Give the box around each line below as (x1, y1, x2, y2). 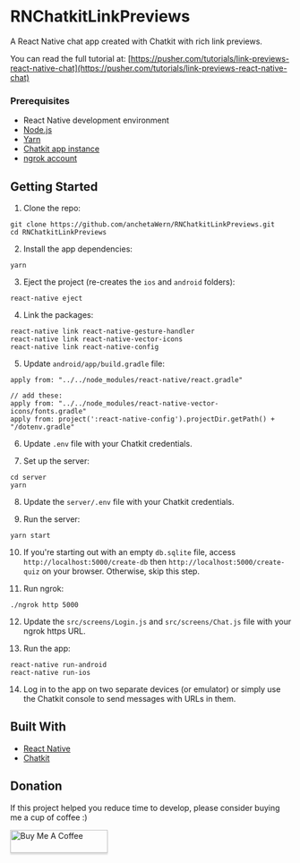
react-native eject (10, 294, 83, 303)
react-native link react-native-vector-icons (10, 335, 183, 344)
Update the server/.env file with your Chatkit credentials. (22, 497, 235, 508)
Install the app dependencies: (22, 244, 133, 254)
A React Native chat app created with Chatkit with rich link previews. (10, 36, 263, 47)
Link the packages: (22, 310, 94, 320)
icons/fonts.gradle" (10, 407, 88, 416)
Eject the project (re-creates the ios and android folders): (22, 277, 236, 287)
